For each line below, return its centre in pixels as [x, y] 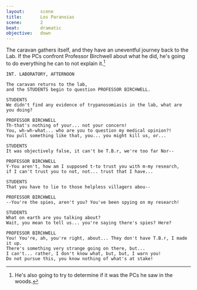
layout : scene [30, 11]
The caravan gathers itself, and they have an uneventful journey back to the [97, 50]
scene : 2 [25, 22]
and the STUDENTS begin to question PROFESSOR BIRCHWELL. [78, 89]
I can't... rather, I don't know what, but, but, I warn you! [84, 253]
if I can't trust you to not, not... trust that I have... [80, 171]
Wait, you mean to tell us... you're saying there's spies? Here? [89, 223]
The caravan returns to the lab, [47, 84]
